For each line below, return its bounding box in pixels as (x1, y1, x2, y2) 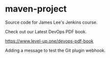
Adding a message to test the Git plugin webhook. (5, 47, 106, 53)
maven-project (5, 3, 67, 14)
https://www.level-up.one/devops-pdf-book (5, 38, 94, 44)
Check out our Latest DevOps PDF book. (5, 29, 87, 34)
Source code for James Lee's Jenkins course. (5, 19, 98, 25)
